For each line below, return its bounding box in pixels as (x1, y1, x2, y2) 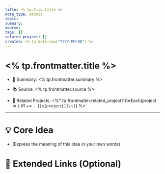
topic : (5, 16, 19, 21)
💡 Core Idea (5, 124, 54, 135)
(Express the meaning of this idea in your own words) (12, 141, 121, 147)
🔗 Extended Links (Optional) (5, 158, 121, 169)
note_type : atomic (5, 12, 43, 17)
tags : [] (5, 30, 23, 35)
